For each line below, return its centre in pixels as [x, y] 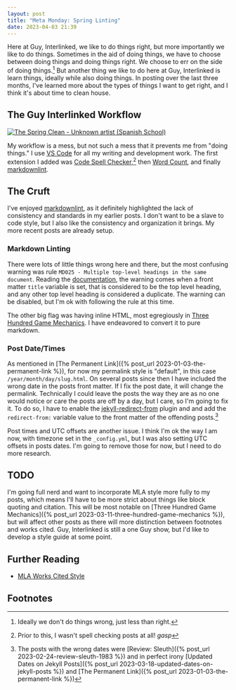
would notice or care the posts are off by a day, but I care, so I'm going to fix [118, 401]
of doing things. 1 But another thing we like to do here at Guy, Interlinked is [114, 70]
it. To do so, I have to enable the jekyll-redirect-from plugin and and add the [117, 408]
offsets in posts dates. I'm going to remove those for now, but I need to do [114, 446]
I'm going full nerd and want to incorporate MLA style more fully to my [109, 492]
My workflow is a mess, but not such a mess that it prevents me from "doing [118, 146]
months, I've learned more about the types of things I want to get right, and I [118, 86]
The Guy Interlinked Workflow [74, 115]
